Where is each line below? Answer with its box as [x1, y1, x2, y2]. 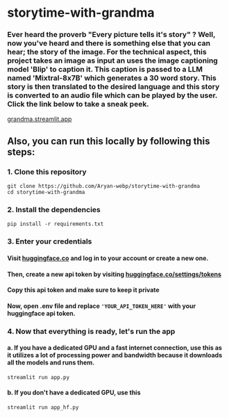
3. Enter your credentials [7, 236, 92, 246]
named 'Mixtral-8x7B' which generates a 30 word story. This [7, 73, 217, 83]
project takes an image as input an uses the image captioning [7, 56, 219, 65]
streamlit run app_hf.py [7, 404, 79, 411]
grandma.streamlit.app [7, 115, 72, 123]
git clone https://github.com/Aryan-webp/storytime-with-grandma [7, 183, 200, 190]
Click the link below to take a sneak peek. [7, 99, 149, 109]
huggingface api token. [7, 309, 76, 317]
